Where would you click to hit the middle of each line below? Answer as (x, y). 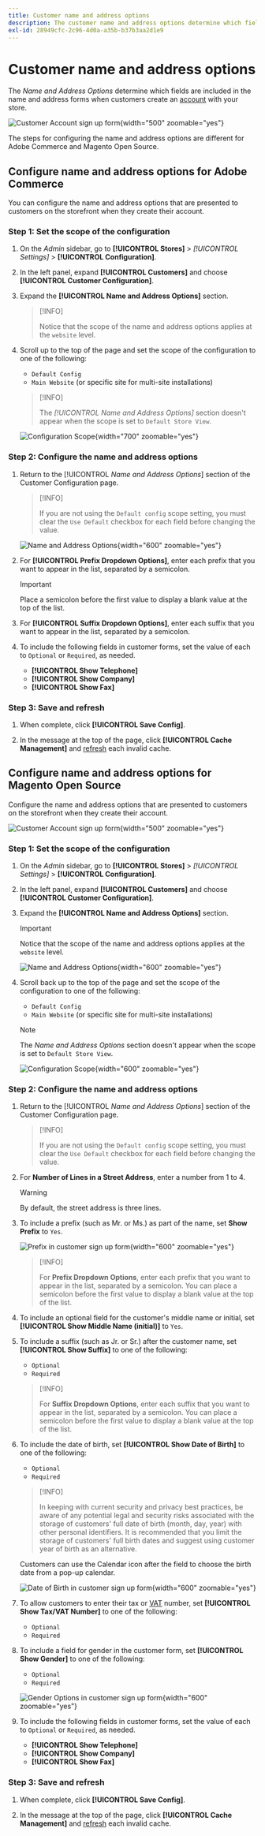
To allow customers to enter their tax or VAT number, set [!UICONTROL (135, 1603)
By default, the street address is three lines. (90, 1208)
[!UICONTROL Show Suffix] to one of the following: (103, 1350)
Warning (33, 1192)
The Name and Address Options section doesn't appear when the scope (138, 1045)
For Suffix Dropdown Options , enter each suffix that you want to (144, 1404)
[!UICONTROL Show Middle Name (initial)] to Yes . (101, 1327)
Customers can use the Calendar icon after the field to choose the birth (135, 1564)
